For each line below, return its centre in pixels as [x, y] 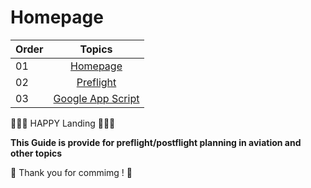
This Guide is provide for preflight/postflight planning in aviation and [156, 142]
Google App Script [96, 98]
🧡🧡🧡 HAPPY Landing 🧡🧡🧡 [63, 123]
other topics [36, 153]
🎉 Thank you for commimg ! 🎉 [71, 172]
